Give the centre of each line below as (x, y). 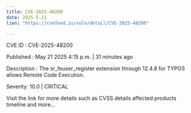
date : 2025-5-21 (26, 17)
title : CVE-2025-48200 (35, 12)
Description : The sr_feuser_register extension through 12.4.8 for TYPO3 (95, 69)
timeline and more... (31, 105)
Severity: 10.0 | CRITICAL (37, 87)
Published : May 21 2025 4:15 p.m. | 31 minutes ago (70, 57)
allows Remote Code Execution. (45, 75)
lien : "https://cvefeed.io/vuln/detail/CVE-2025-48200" (77, 23)
